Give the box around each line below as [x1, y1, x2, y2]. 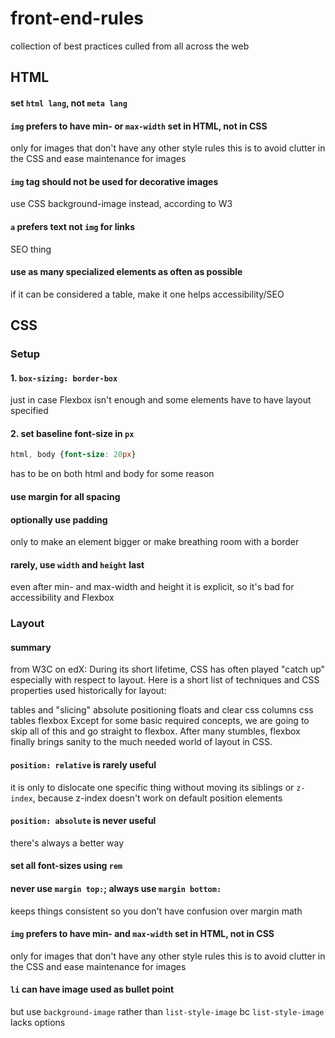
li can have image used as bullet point [10, 983, 175, 996]
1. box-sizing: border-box [10, 372, 118, 384]
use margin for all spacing [10, 490, 121, 502]
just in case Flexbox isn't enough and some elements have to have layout [10, 394, 312, 406]
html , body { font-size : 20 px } [10, 450, 137, 460]
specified [10, 405, 49, 417]
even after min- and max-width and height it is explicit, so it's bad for [10, 581, 295, 593]
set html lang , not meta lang [10, 97, 128, 109]
